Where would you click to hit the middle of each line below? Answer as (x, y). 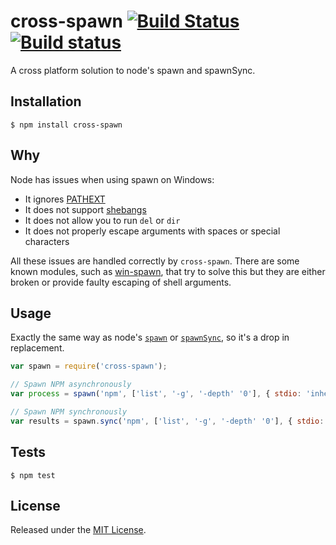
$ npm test (33, 475)
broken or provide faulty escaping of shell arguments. (121, 282)
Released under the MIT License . (78, 530)
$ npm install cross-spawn (66, 125)
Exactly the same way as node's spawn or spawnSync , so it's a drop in (150, 337)
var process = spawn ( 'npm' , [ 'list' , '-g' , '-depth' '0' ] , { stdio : (156, 394)
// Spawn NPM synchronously (69, 412)
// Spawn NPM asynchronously (71, 385)
